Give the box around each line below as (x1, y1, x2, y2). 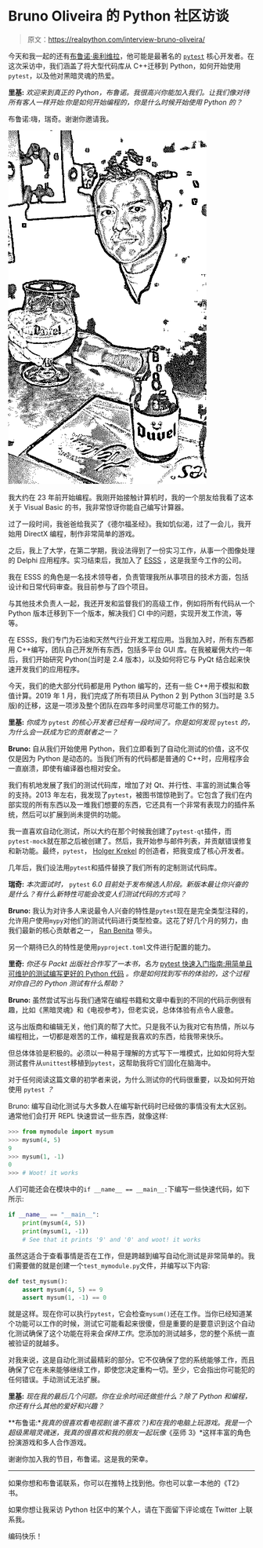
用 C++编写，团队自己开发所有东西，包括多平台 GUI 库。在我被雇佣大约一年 (8, 645, 253, 654)
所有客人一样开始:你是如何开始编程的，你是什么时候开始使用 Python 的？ (8, 97, 243, 107)
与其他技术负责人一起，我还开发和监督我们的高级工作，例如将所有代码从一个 (8, 598, 255, 608)
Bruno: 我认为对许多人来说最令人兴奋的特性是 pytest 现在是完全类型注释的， (8, 906, 253, 915)
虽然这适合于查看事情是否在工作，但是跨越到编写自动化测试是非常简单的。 (8, 1250, 248, 1261)
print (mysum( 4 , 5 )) (22, 1219, 86, 1228)
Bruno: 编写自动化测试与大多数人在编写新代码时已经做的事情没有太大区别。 (8, 1101, 251, 1111)
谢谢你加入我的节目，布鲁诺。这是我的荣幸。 (8, 1455, 153, 1464)
